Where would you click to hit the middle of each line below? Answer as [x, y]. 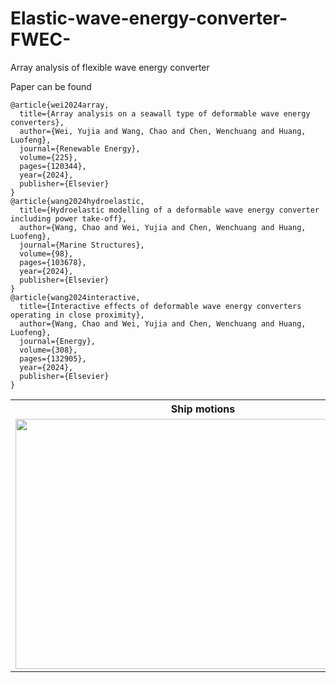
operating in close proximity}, [77, 315]
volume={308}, [48, 350]
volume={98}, [46, 253]
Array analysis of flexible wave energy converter [110, 67]
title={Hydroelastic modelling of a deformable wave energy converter [169, 210]
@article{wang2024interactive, [75, 297]
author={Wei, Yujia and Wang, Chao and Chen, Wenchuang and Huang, [163, 131]
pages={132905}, [53, 358]
